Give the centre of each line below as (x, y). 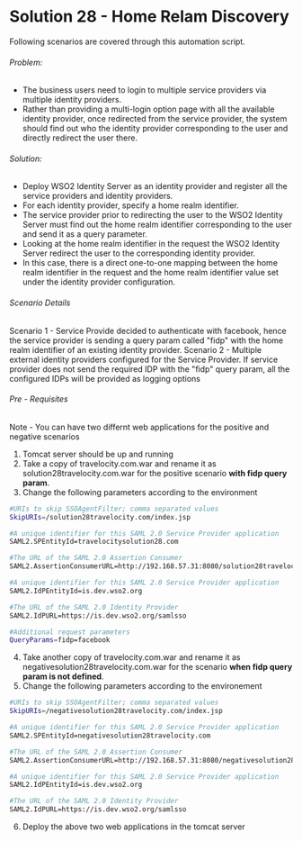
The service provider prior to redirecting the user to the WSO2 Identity (152, 215)
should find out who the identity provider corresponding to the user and (155, 129)
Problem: (26, 62)
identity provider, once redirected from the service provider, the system (155, 119)
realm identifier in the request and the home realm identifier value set (150, 273)
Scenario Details (40, 303)
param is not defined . (63, 676)
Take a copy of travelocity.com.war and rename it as (120, 463)
